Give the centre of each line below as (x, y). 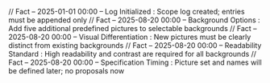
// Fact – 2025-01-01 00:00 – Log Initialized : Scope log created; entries (127, 12)
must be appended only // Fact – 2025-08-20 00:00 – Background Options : (134, 20)
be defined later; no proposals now (66, 71)
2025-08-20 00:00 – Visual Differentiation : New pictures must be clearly (130, 37)
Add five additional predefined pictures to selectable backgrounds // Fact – (133, 28)
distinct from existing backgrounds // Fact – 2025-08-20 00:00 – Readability (135, 45)
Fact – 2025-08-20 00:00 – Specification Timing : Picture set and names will (135, 62)
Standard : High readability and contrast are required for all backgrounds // (132, 54)
